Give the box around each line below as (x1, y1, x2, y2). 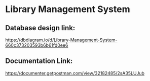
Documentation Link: (5, 57, 73, 65)
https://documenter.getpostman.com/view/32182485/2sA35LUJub (5, 70, 145, 76)
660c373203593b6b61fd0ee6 (5, 42, 68, 48)
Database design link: (5, 24, 76, 32)
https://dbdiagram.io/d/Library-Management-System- (5, 37, 118, 43)
